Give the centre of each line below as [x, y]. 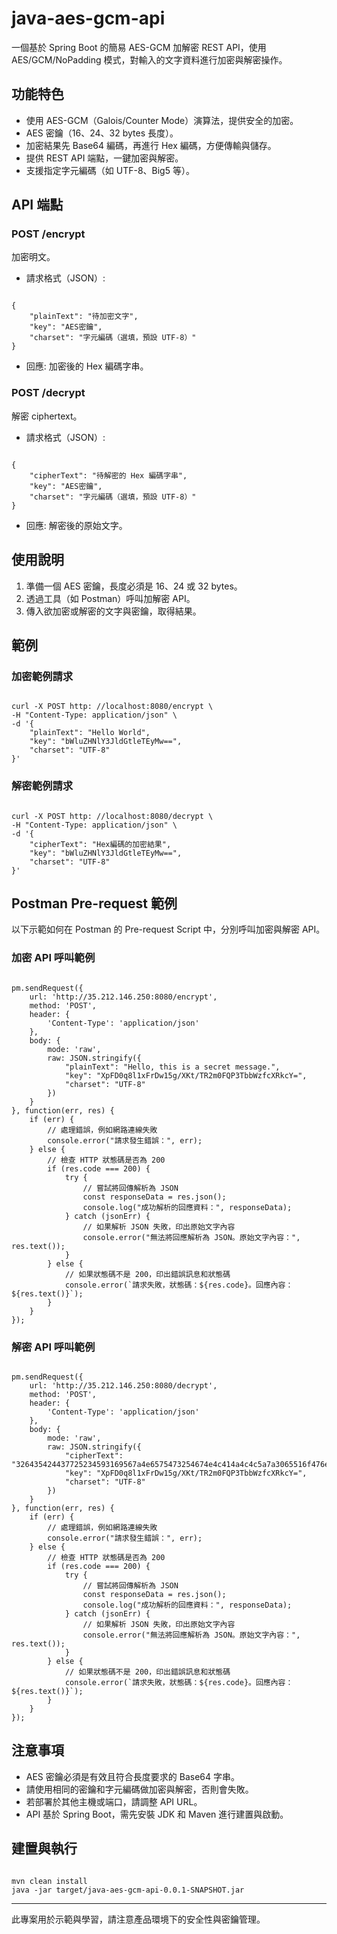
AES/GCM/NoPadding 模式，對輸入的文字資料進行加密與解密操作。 [149, 59]
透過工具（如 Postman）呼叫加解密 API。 [110, 598]
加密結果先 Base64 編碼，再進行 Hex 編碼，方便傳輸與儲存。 [151, 145]
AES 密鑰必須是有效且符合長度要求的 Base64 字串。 [132, 1776]
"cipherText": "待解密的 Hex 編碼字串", [108, 475]
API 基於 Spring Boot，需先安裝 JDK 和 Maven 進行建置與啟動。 [157, 1814]
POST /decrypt [48, 393]
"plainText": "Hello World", [90, 733]
